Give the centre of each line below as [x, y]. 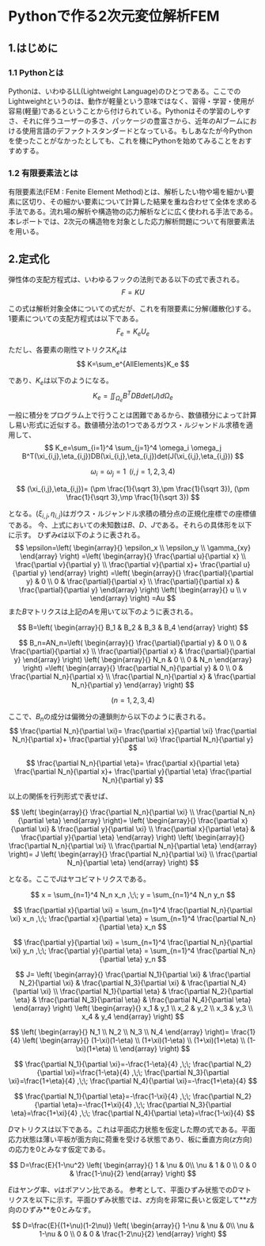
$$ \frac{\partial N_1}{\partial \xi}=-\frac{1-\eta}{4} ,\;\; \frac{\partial [125, 1064]
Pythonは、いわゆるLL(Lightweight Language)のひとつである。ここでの [125, 91]
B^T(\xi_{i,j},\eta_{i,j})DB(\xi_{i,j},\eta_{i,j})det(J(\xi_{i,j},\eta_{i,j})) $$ [133, 456]
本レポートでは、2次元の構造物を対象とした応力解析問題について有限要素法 [132, 222]
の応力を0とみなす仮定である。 [59, 1149]
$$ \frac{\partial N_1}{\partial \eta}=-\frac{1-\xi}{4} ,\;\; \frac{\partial [125, 1096]
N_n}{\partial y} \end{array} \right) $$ [132, 684]
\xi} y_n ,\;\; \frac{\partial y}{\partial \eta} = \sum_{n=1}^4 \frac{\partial [124, 951]
